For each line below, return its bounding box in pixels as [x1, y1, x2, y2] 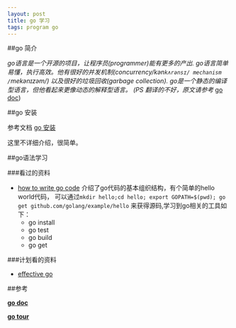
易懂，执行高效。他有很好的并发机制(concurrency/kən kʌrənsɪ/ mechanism [7, 68, 222, 77]
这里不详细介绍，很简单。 [7, 138, 82, 147]
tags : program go [7, 23, 59, 31]
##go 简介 [7, 44, 38, 53]
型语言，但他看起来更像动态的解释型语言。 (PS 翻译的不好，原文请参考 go [7, 86, 223, 94]
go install [28, 218, 55, 227]
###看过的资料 [7, 168, 51, 177]
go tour [7, 312, 30, 321]
